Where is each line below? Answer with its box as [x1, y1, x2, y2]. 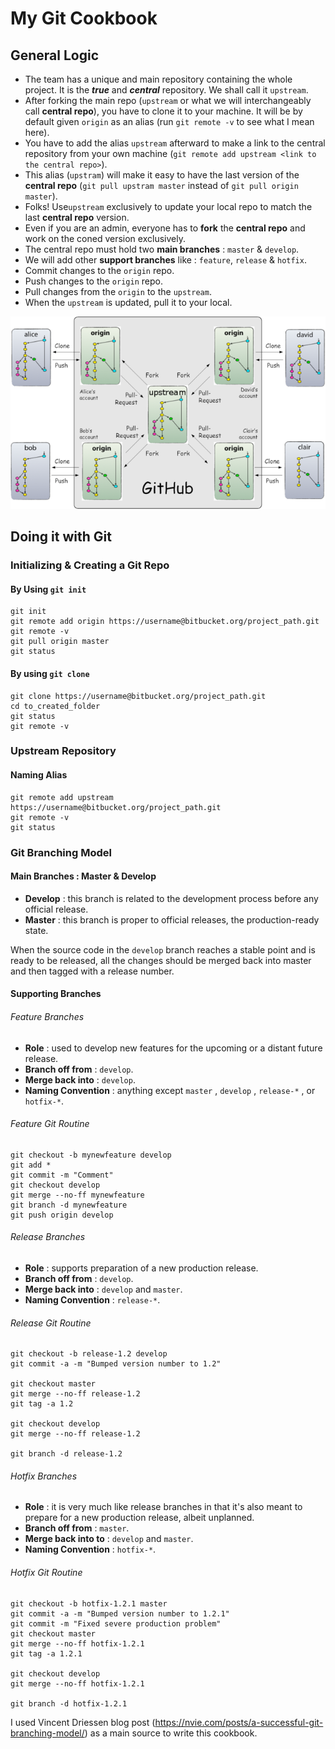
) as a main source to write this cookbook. [84, 1727, 258, 1739]
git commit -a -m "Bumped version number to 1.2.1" [10, 1608, 230, 1619]
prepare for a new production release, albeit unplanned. [24, 1512, 255, 1524]
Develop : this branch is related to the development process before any [24, 892, 319, 904]
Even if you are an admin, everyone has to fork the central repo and [24, 222, 306, 234]
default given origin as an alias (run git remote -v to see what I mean [24, 116, 315, 127]
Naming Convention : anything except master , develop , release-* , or [24, 1084, 316, 1096]
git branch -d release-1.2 [10, 1449, 123, 1459]
